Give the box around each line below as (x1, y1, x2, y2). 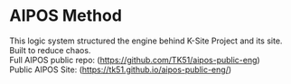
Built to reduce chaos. (9, 44, 91, 55)
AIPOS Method (9, 5, 122, 26)
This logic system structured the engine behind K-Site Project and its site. (9, 35, 283, 46)
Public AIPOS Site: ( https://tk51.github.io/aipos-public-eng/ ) (9, 64, 232, 75)
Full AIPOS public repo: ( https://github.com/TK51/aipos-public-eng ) (9, 54, 260, 65)
